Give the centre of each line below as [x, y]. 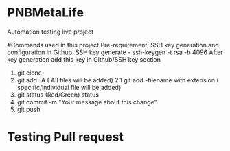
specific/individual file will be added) [69, 87]
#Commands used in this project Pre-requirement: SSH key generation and [113, 45]
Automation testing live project [50, 32]
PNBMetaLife [46, 13]
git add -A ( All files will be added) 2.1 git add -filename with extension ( [118, 80]
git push [28, 109]
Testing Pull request [65, 137]
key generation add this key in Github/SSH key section [84, 59]
